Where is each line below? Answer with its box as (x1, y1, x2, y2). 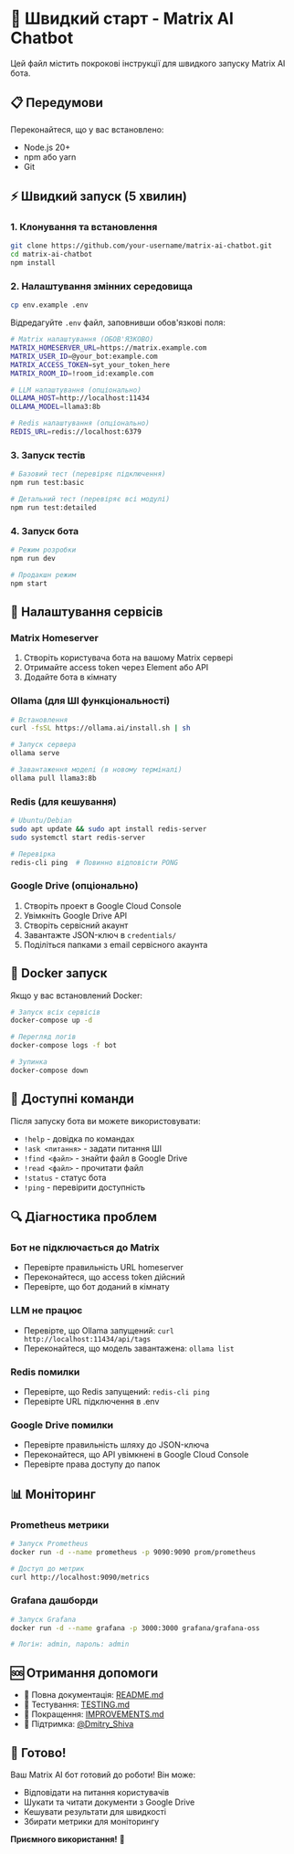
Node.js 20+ (23, 142, 71, 153)
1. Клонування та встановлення (10, 221, 158, 234)
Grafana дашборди (10, 1594, 99, 1606)
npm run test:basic (10, 479, 85, 488)
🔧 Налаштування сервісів (10, 604, 163, 619)
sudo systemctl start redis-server (10, 833, 146, 842)
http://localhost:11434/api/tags (23, 1334, 152, 1343)
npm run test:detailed (10, 502, 97, 512)
